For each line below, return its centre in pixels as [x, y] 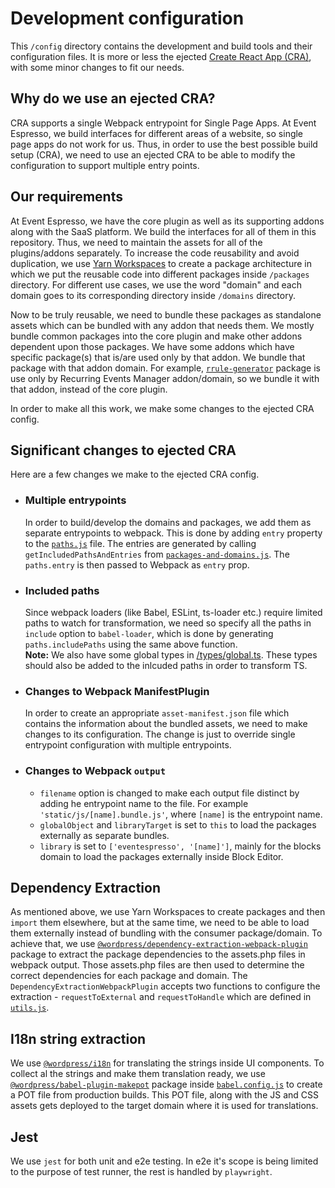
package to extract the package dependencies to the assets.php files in [158, 954]
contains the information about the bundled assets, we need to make [166, 724]
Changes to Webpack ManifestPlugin [117, 691]
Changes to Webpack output [95, 771]
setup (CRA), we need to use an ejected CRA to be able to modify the [153, 154]
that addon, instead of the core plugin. [89, 389]
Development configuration [127, 18]
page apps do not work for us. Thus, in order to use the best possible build [164, 144]
